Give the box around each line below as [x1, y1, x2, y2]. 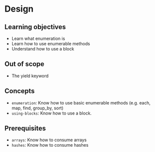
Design [4, 3, 34, 15]
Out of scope [4, 60, 45, 68]
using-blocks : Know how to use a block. [11, 110, 92, 116]
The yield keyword [11, 73, 49, 79]
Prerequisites [4, 124, 46, 133]
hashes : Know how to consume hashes [11, 142, 89, 148]
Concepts [4, 87, 35, 95]
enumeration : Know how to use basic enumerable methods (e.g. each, [11, 100, 151, 105]
